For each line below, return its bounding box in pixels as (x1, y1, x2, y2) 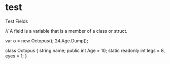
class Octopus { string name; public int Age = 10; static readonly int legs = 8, (5, 47, 165, 53)
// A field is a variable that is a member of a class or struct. (5, 28, 128, 34)
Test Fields (5, 18, 28, 24)
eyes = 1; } (5, 52, 27, 59)
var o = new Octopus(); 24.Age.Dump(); (5, 37, 89, 44)
